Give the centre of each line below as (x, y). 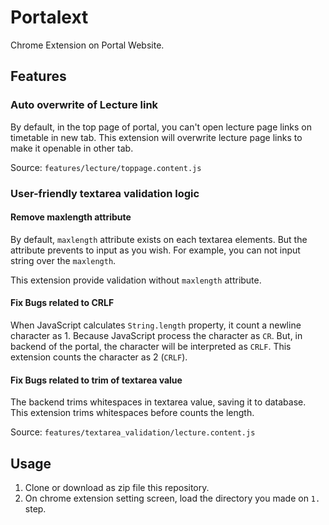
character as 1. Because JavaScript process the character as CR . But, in (156, 335)
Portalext (49, 17)
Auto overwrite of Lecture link (84, 105)
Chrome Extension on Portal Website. (87, 45)
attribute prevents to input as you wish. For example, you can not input (155, 250)
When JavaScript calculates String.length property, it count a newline (156, 325)
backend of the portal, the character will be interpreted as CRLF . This (151, 346)
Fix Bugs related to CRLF (62, 303)
